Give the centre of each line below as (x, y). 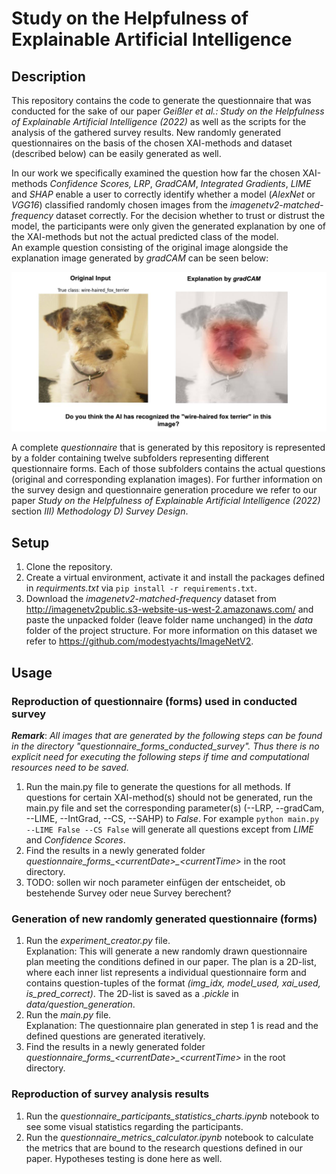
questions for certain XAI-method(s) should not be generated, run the (169, 797)
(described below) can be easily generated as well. (116, 153)
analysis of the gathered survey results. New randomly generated (146, 132)
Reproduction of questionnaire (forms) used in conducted (154, 701)
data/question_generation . (80, 1004)
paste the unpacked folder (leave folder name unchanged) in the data (169, 620)
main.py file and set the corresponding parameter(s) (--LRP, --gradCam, (175, 808)
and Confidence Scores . (75, 839)
